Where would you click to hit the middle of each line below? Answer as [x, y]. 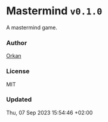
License [18, 71]
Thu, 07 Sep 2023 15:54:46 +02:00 [50, 112]
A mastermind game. [32, 27]
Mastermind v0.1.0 [54, 11]
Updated [19, 99]
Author [17, 43]
